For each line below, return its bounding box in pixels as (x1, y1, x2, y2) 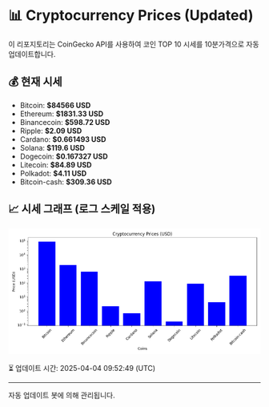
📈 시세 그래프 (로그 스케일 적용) (8, 202, 156, 216)
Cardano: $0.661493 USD (19, 134, 106, 144)
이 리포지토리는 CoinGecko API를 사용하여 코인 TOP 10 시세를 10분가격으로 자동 (8, 39, 259, 49)
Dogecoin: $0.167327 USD (19, 151, 108, 161)
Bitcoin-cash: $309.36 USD (19, 177, 112, 187)
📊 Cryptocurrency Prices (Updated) (8, 6, 254, 25)
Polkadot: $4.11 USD (19, 168, 87, 178)
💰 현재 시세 (8, 75, 62, 89)
